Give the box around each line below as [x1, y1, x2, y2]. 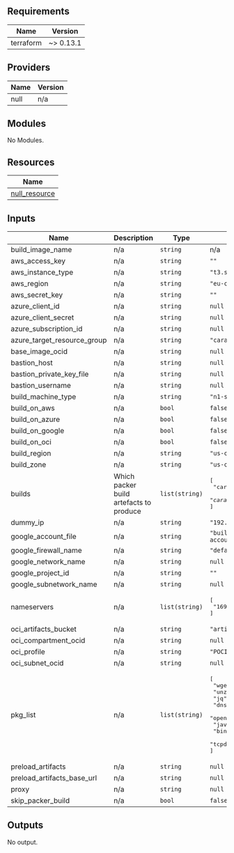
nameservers [10, 602, 54, 611]
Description [114, 233, 153, 243]
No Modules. [7, 136, 44, 145]
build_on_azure [10, 414, 61, 424]
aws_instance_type [10, 267, 74, 277]
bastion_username [10, 381, 72, 391]
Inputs [7, 212, 36, 224]
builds [10, 489, 31, 499]
